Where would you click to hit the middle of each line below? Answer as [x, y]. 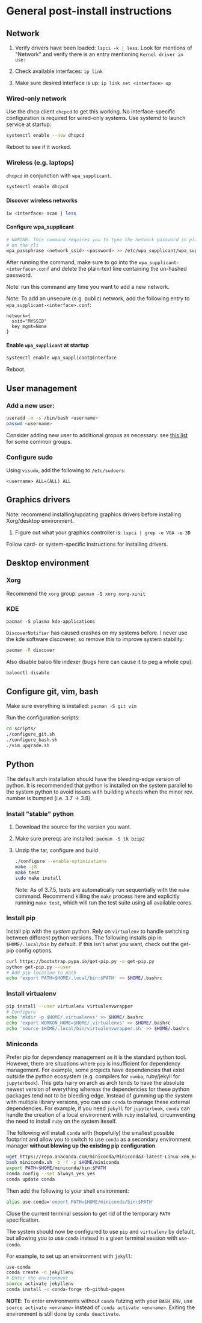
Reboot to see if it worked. [39, 147]
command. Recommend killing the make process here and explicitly [97, 896]
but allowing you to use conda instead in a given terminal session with [92, 1238]
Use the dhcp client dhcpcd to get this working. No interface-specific [91, 112]
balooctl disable [28, 673]
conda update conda [31, 1179]
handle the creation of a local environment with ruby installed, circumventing [101, 1115]
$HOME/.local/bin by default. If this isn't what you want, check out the [93, 944]
